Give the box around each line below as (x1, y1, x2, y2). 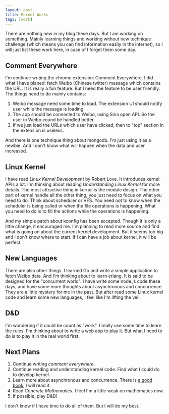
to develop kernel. (12, 372, 50, 378)
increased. (5, 148, 28, 154)
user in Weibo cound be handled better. (12, 117, 95, 123)
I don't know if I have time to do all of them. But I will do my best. (5, 403, 140, 409)
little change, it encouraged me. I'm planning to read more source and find (5, 223, 160, 229)
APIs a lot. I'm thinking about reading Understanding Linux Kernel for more (5, 181, 160, 187)
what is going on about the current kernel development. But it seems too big (5, 229, 163, 235)
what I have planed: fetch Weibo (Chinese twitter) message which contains (5, 80, 161, 86)
